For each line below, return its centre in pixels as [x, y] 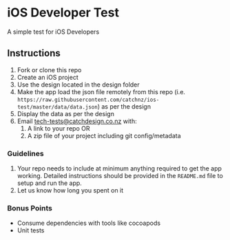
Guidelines [25, 153]
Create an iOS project [48, 77]
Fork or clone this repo [49, 69]
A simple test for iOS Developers [53, 32]
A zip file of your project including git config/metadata [104, 135]
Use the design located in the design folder [78, 85]
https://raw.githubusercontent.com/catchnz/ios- [88, 100]
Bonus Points [30, 208]
